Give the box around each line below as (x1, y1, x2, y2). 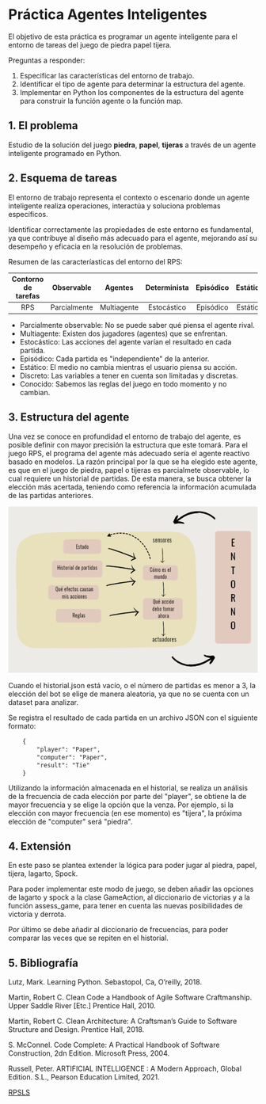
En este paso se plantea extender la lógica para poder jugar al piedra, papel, (8, 861, 257, 870)
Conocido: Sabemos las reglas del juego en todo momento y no (19, 379, 227, 389)
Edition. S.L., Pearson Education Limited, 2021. (8, 1072, 160, 1082)
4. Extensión (8, 839, 71, 853)
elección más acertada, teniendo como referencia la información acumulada (8, 482, 256, 492)
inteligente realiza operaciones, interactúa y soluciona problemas (8, 200, 221, 211)
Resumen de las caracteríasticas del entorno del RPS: (8, 257, 184, 266)
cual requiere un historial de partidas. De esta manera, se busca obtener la (8, 474, 252, 483)
